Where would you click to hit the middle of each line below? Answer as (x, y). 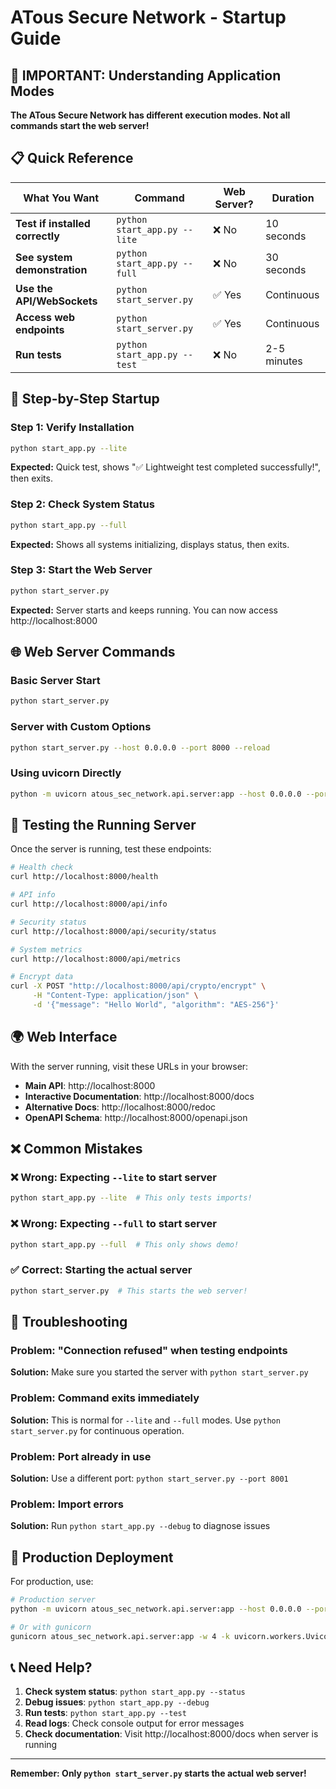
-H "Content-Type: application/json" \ (115, 996)
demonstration (51, 269)
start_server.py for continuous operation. (97, 1430)
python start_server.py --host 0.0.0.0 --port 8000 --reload (140, 747)
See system (44, 257)
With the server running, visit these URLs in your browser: (129, 1066)
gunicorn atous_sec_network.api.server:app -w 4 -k (120, 1636)
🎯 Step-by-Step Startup (85, 399)
